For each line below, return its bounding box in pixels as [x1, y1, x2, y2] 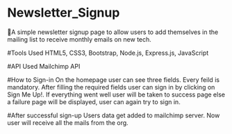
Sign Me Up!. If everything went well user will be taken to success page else [7, 90, 226, 99]
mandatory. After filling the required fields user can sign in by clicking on [7, 83, 215, 91]
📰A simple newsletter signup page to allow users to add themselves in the [7, 28, 219, 36]
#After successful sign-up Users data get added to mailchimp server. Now [7, 111, 220, 119]
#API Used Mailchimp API [7, 62, 81, 70]
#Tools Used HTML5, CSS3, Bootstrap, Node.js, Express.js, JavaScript [7, 49, 209, 57]
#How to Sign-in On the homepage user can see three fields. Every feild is [7, 75, 220, 84]
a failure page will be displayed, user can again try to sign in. [7, 97, 181, 106]
